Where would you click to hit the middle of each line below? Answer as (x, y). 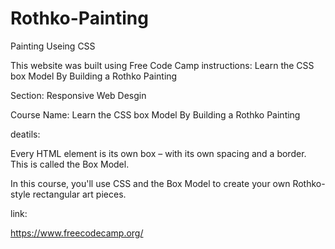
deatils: (25, 134)
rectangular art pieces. (79, 194)
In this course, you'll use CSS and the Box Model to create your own (150, 183)
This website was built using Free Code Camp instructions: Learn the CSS (162, 65)
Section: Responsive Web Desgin (78, 95)
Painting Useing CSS (53, 46)
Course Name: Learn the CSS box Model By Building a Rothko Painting (155, 114)
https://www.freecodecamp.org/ (77, 233)
